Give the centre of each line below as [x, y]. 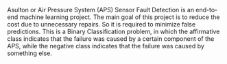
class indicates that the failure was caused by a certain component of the [111, 39]
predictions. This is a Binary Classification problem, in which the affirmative [113, 31]
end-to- [206, 10]
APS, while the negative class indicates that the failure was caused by [106, 46]
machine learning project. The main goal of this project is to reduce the [120, 17]
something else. [30, 53]
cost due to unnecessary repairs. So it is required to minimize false [101, 24]
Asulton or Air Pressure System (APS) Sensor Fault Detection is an [100, 10]
